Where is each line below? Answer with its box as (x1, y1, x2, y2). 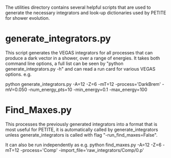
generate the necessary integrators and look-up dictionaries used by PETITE (5, 10, 166, 16)
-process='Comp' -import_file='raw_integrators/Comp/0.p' (20, 147, 144, 153)
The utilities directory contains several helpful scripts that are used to (5, 5, 151, 10)
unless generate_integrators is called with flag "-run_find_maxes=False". (5, 132, 158, 138)
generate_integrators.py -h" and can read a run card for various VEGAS (5, 66, 156, 72)
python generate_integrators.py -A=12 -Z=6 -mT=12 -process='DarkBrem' (5, 81, 161, 87)
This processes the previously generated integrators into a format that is (5, 121, 157, 127)
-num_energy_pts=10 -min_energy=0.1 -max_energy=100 (28, 86, 148, 92)
